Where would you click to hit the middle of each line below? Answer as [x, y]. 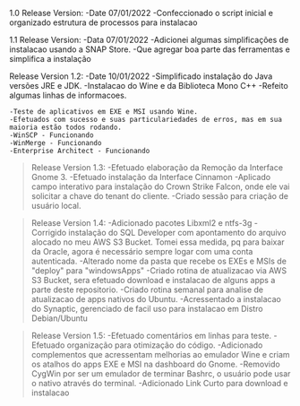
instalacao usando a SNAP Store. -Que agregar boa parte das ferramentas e [150, 49]
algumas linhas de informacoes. [68, 95]
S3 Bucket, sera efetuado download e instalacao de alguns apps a [153, 280]
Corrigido [49, 233]
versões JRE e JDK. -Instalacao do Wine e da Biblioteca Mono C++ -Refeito [149, 86]
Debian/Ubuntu [59, 318]
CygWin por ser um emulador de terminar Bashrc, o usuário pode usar [161, 374]
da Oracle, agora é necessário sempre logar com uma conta [142, 251]
